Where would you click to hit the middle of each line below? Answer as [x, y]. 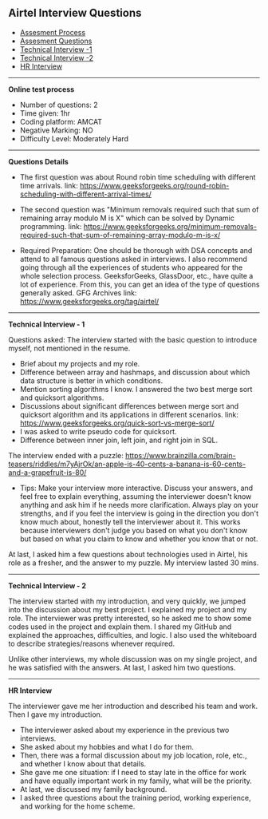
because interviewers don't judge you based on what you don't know [134, 530]
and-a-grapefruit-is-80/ [47, 472]
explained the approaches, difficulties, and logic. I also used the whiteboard [133, 635]
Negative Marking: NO [56, 130]
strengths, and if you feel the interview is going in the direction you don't [139, 513]
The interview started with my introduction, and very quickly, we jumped [127, 601]
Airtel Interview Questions [75, 13]
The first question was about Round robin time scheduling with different [138, 177]
